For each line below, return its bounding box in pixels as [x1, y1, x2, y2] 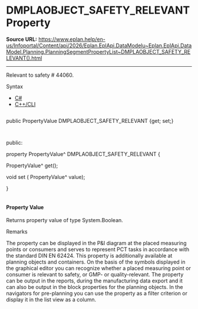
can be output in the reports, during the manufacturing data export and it [6, 277, 183, 284]
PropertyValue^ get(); [6, 162, 58, 169]
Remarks [6, 228, 28, 235]
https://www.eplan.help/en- [38, 35, 106, 43]
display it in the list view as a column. [6, 296, 97, 303]
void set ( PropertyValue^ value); [6, 173, 85, 180]
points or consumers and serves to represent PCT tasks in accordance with [6, 246, 190, 253]
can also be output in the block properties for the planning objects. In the [6, 284, 183, 291]
